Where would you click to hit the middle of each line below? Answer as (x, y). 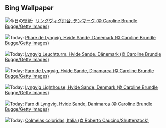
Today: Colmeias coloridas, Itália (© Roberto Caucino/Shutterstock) (79, 120)
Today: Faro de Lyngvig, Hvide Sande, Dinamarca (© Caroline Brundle (82, 70)
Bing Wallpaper (29, 8)
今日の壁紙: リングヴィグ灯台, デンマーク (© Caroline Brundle (74, 21)
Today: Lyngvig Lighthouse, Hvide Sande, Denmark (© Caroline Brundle (84, 87)
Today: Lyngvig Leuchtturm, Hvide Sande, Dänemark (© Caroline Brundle (85, 54)
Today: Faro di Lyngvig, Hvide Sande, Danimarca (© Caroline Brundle (81, 104)
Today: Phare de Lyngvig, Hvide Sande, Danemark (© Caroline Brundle (83, 37)
